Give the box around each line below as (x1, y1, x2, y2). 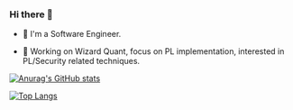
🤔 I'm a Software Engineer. (22, 29, 122, 40)
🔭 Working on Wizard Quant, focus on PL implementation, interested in (22, 46, 285, 57)
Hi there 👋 (9, 8, 54, 21)
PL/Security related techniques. (22, 56, 141, 67)
